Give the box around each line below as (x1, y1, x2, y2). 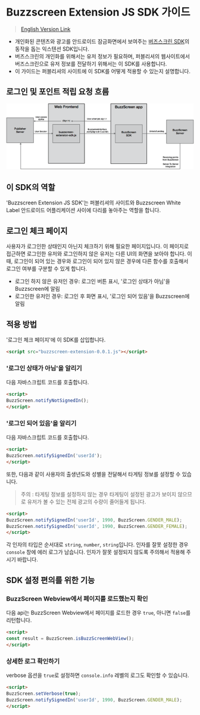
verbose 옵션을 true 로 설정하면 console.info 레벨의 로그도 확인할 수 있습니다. (6, 672, 189, 679)
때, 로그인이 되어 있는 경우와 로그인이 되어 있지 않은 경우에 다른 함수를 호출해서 (6, 257, 189, 265)
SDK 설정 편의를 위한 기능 (6, 575, 95, 585)
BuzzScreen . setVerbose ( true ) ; (6, 691, 82, 697)
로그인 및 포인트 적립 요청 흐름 (6, 87, 110, 97)
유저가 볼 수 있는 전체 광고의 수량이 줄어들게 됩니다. (27, 498, 146, 505)
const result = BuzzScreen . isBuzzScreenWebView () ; (6, 635, 135, 641)
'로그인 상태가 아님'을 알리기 (6, 364, 82, 372)
